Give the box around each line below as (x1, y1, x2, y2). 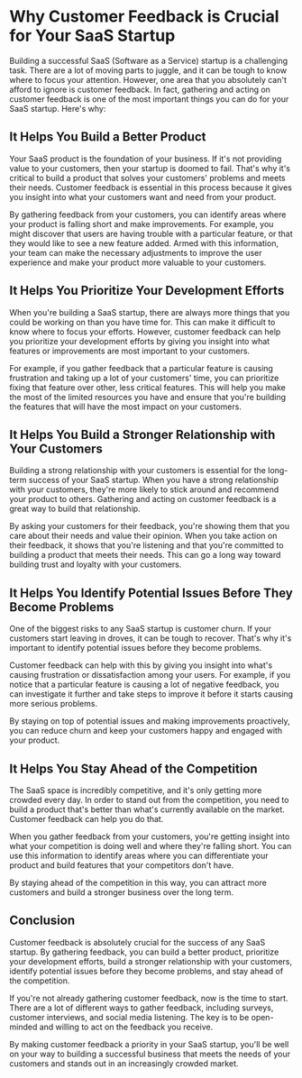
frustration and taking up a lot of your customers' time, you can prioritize (9, 372, 279, 383)
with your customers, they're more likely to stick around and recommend (9, 484, 279, 495)
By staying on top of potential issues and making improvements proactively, (9, 716, 290, 726)
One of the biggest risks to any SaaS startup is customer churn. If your (9, 624, 272, 635)
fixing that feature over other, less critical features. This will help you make (9, 381, 286, 393)
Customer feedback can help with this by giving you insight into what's (9, 660, 273, 671)
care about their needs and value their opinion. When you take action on (9, 530, 278, 542)
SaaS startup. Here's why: (9, 103, 106, 114)
